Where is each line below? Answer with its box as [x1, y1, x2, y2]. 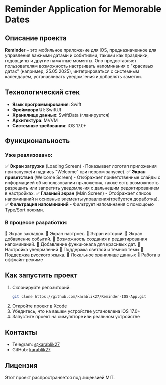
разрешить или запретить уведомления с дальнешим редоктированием [5, 185, 160, 191]
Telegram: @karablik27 [12, 341, 60, 347]
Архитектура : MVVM [12, 117, 58, 123]
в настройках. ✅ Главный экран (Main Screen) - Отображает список [5, 190, 152, 196]
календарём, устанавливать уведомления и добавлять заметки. [5, 74, 143, 79]
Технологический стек [5, 88, 80, 97]
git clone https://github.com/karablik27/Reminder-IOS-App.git [12, 294, 147, 299]
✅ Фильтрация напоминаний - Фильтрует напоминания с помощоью [5, 201, 154, 207]
